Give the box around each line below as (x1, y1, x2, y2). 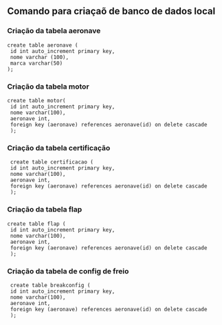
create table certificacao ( (10, 159, 94, 166)
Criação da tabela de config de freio (7, 266, 129, 276)
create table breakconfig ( (10, 282, 91, 289)
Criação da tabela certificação (7, 143, 111, 153)
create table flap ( (7, 220, 67, 227)
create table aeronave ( (7, 41, 78, 49)
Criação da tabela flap (7, 205, 82, 214)
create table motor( (7, 97, 67, 104)
